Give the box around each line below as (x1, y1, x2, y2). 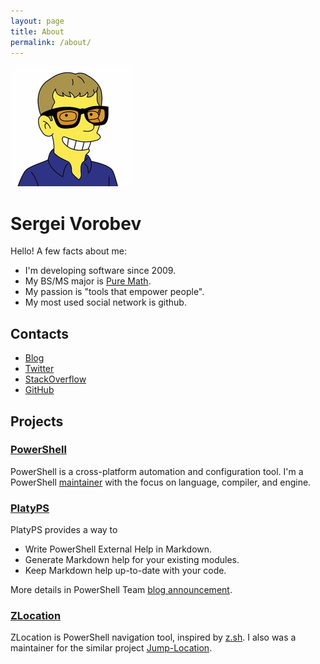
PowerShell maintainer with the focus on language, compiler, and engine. (10, 476, 312, 488)
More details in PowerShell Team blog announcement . (10, 584, 233, 596)
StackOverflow (24, 373, 87, 385)
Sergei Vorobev (10, 212, 142, 235)
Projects (10, 413, 64, 430)
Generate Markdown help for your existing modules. (24, 554, 240, 566)
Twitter (24, 363, 55, 375)
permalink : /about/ (10, 37, 92, 47)
